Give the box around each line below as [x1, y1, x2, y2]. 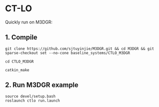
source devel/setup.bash [5, 94, 56, 99]
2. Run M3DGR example [5, 81, 79, 89]
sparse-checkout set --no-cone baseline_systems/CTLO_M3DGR [5, 50, 131, 55]
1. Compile [5, 33, 38, 42]
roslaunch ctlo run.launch [5, 98, 60, 103]
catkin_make [5, 67, 29, 72]
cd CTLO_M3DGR [5, 59, 34, 64]
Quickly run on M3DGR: [5, 19, 53, 25]
